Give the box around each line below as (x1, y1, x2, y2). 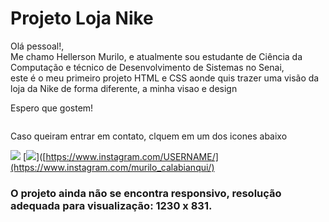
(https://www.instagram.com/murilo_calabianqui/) (10, 161, 215, 173)
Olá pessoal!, (10, 40, 65, 52)
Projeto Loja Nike (10, 7, 154, 30)
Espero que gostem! (10, 102, 94, 114)
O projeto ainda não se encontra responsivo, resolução (10, 186, 282, 200)
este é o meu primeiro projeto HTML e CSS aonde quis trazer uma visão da (10, 72, 320, 84)
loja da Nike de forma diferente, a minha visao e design (10, 82, 238, 94)
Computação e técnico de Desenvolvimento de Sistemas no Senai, (10, 61, 285, 73)
